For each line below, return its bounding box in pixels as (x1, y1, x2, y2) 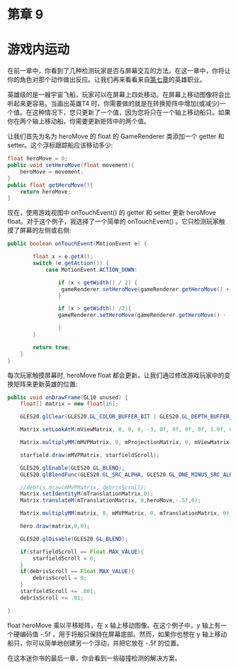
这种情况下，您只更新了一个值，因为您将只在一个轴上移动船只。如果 (31, 108, 231, 117)
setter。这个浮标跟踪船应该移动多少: (7, 141, 113, 150)
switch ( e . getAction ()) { (33, 260, 110, 267)
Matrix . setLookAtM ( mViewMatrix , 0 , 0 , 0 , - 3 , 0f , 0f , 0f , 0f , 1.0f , (20, 426, 227, 433)
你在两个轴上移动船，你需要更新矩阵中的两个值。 (7, 117, 150, 126)
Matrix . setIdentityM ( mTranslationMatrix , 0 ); (20, 490, 154, 497)
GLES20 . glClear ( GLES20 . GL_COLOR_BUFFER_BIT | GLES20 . (20, 413, 182, 421)
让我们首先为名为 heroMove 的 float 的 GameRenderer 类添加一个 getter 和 (7, 132, 225, 140)
